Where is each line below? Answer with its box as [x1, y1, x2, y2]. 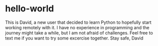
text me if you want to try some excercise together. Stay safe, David [5, 35, 144, 41]
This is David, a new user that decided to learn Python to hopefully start [5, 19, 152, 25]
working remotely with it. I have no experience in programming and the [5, 24, 150, 30]
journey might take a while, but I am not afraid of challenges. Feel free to [5, 30, 154, 36]
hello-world [5, 3, 54, 14]
